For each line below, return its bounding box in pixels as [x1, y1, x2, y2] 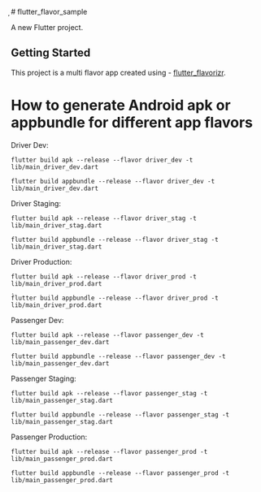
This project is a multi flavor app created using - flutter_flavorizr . [11, 67, 226, 77]
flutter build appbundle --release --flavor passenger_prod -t [11, 468, 230, 477]
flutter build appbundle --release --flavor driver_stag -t [11, 235, 220, 244]
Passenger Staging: [11, 373, 77, 383]
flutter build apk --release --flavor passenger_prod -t [11, 447, 208, 455]
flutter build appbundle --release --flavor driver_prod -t [11, 294, 220, 302]
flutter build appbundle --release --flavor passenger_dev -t [11, 352, 226, 360]
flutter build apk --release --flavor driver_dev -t [11, 156, 194, 164]
